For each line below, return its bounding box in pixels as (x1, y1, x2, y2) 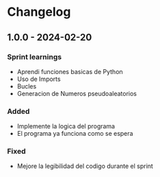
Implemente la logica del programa (16, 122, 115, 130)
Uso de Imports (16, 75, 61, 83)
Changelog (7, 4, 71, 20)
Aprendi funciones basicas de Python (16, 67, 123, 75)
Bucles (16, 82, 37, 90)
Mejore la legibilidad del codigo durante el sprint (16, 162, 154, 170)
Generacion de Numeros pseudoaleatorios (16, 89, 137, 97)
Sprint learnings (7, 52, 62, 62)
